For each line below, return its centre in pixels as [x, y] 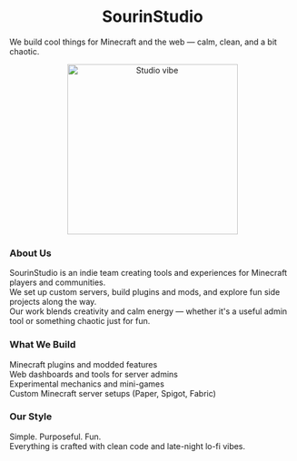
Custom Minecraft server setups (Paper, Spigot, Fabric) [113, 393]
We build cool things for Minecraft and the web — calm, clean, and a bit [143, 42]
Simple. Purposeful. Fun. [55, 436]
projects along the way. [53, 302]
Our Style [31, 417]
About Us [30, 253]
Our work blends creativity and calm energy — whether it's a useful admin [148, 311]
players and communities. [58, 282]
